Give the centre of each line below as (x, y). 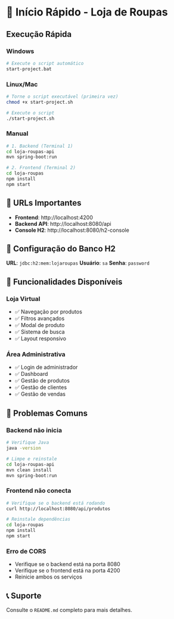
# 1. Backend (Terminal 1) (40, 146)
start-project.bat (29, 69)
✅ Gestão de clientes (41, 387)
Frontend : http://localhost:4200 (54, 217)
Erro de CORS (26, 551)
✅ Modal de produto (40, 325)
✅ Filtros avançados (40, 319)
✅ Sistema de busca (40, 332)
